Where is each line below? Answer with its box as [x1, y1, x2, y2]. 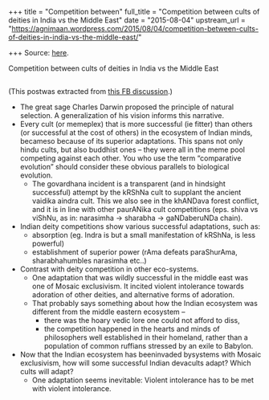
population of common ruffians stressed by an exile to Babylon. [43, 341, 254, 351]
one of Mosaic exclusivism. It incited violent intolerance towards [31, 281, 245, 292]
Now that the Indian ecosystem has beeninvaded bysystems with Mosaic [19, 349, 262, 360]
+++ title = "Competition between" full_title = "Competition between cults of [8, 7, 260, 16]
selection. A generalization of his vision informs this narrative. [19, 111, 225, 120]
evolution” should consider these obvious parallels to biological [19, 162, 230, 172]
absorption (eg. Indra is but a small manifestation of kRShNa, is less [31, 231, 255, 240]
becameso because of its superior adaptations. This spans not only [19, 137, 243, 146]
